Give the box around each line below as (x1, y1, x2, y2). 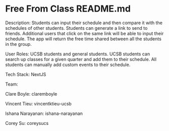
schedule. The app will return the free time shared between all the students (5, 36, 161, 42)
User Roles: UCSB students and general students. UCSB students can (5, 51, 150, 57)
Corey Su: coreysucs (5, 120, 49, 126)
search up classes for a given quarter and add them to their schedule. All (5, 56, 157, 62)
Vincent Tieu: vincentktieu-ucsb (5, 100, 72, 106)
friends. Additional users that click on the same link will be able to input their (5, 30, 164, 36)
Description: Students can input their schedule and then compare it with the (5, 20, 163, 26)
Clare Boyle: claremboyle (5, 91, 58, 97)
